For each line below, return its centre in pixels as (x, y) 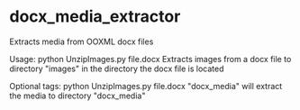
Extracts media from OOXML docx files (82, 41)
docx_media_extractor (95, 17)
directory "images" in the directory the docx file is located (117, 69)
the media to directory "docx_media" (77, 96)
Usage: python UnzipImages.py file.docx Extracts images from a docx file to (150, 59)
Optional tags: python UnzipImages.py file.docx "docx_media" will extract (146, 86)
